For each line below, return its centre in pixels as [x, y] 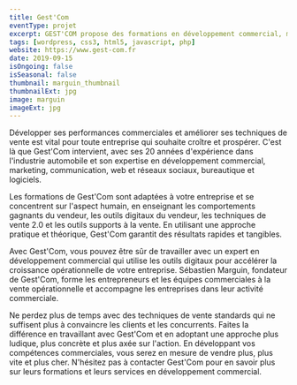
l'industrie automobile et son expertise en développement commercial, [137, 161]
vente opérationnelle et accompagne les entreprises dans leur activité [136, 289]
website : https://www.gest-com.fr [73, 50]
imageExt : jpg [35, 108]
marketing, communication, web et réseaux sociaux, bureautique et [132, 170]
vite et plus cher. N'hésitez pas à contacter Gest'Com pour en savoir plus [142, 362]
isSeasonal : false [43, 75]
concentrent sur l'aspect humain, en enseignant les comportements [133, 206]
